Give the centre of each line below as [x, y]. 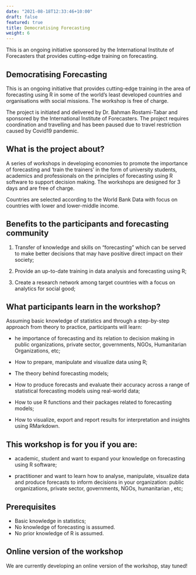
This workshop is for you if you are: [72, 444]
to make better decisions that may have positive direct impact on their [99, 253]
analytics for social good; [45, 288]
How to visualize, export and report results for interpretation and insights [102, 420]
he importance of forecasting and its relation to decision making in [94, 338]
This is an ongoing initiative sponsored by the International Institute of [90, 50]
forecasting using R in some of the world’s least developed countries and [94, 95]
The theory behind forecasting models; [62, 373]
